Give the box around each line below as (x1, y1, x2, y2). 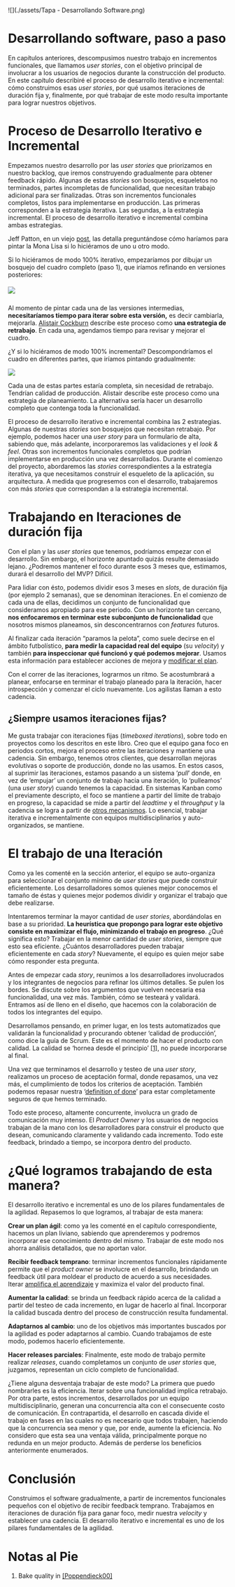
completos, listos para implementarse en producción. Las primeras (8, 198, 201, 206)
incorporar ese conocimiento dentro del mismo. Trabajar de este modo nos (8, 1237, 225, 1245)
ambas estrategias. (8, 220, 64, 229)
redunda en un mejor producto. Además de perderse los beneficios (8, 1439, 202, 1447)
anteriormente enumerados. (8, 1446, 89, 1455)
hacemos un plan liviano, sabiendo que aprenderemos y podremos (8, 1229, 201, 1237)
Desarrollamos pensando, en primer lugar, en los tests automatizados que (8, 1021, 221, 1030)
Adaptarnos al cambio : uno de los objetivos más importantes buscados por (8, 1322, 227, 1331)
